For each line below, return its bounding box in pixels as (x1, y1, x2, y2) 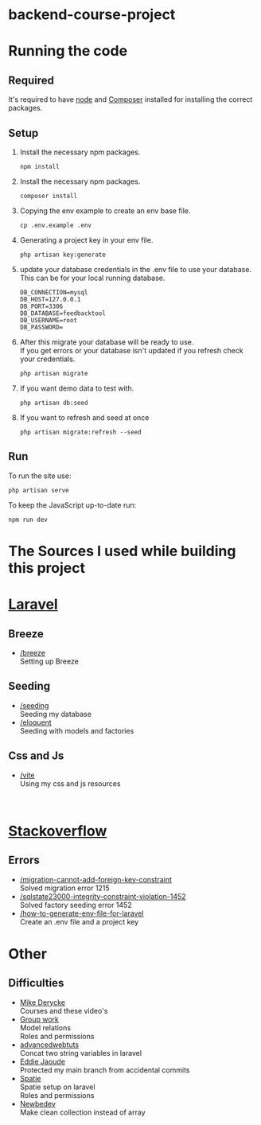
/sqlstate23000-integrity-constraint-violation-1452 (19, 891, 186, 901)
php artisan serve (8, 486, 69, 494)
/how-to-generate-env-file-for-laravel (19, 909, 144, 918)
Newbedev (19, 1099, 56, 1108)
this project (8, 559, 86, 577)
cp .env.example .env (19, 221, 92, 229)
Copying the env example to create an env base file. (19, 206, 191, 216)
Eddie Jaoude (19, 1057, 66, 1066)
